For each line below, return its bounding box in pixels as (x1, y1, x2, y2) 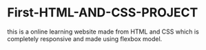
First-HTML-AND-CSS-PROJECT (7, 5, 198, 21)
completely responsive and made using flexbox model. (7, 34, 163, 42)
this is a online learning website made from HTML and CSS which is (7, 27, 200, 36)
